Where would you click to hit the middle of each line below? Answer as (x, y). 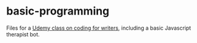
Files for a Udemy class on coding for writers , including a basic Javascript (99, 28)
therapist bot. (23, 34)
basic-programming (58, 11)
